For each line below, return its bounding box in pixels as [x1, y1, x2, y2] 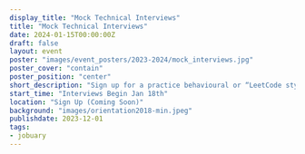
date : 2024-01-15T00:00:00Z [9, 30, 116, 39]
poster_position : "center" [9, 72, 112, 82]
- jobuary [9, 131, 47, 140]
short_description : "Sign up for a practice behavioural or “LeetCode [9, 81, 282, 90]
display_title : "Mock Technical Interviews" [9, 13, 181, 23]
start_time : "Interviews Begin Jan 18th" [9, 89, 169, 98]
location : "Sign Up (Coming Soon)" [9, 97, 144, 107]
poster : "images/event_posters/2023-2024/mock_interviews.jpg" [9, 55, 254, 64]
